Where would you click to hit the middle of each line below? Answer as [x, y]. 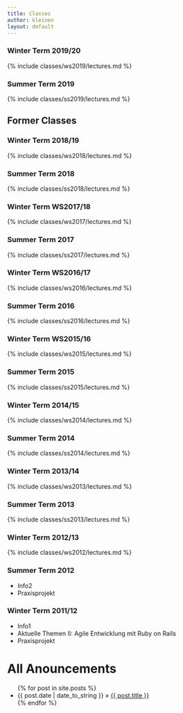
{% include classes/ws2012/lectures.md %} [70, 553]
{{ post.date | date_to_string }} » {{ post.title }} [83, 695]
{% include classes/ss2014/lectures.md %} [69, 453]
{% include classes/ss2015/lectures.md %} [69, 387]
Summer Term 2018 [41, 173]
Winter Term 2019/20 [44, 51]
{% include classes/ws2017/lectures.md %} [69, 222]
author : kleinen [31, 20]
